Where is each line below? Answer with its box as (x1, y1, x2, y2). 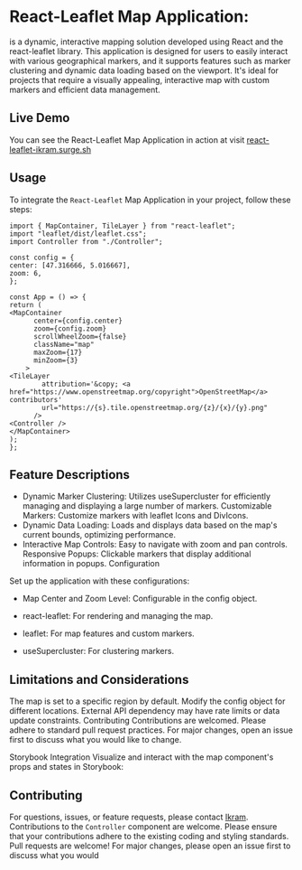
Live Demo (9, 110, 70, 126)
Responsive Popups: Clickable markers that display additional (22, 548, 252, 559)
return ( (9, 300, 42, 309)
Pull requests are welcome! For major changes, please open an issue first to (9, 840, 291, 851)
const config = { (9, 253, 75, 262)
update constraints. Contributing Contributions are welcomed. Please (9, 716, 267, 726)
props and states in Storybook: (9, 762, 124, 772)
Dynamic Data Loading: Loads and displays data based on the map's (22, 519, 278, 530)
